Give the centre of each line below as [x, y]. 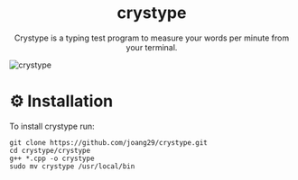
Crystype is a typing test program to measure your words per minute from [152, 38]
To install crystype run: [52, 126]
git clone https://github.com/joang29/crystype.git [108, 142]
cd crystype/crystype [50, 150]
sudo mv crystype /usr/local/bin [72, 166]
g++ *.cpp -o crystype [52, 158]
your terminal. [152, 47]
